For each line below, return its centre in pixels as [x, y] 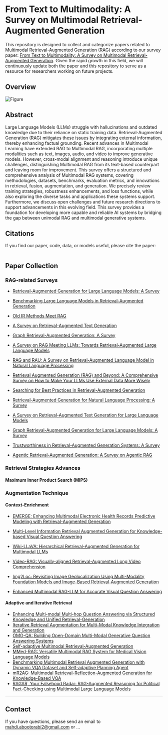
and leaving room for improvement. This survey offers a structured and [78, 170]
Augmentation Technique [37, 493]
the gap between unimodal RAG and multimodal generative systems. [76, 218]
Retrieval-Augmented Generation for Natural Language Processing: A [83, 400]
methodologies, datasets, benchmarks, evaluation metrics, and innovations [82, 180]
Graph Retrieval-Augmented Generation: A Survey [64, 336]
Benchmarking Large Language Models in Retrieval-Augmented [78, 301]
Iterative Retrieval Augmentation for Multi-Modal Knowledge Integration [86, 624]
